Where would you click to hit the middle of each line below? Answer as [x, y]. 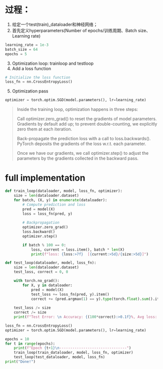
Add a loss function [32, 68]
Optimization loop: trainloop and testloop [53, 63]
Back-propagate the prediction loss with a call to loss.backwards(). [84, 139]
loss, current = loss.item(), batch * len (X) [78, 249]
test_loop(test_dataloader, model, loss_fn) [59, 357]
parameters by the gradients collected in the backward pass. [78, 158]
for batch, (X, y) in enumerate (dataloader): [61, 200]
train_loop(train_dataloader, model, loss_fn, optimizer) [73, 353]
